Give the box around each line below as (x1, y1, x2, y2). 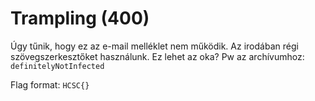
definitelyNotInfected (10, 61, 105, 71)
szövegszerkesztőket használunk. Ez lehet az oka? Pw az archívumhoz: (10, 50, 305, 62)
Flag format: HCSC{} (10, 78, 90, 91)
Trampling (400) (10, 7, 150, 30)
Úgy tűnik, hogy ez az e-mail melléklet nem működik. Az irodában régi (10, 40, 299, 52)
